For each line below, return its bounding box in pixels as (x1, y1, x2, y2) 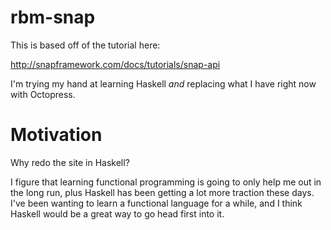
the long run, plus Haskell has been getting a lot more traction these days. (10, 186, 315, 198)
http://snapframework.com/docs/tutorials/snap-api (10, 58, 221, 70)
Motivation (10, 124, 103, 146)
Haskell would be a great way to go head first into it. (10, 207, 225, 220)
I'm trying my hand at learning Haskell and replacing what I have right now (10, 77, 317, 90)
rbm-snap (10, 6, 96, 29)
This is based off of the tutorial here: (10, 39, 161, 51)
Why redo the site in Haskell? (10, 156, 130, 168)
